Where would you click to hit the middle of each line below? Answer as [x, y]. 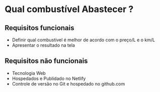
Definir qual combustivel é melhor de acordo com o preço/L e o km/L [84, 40]
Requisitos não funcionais [46, 61]
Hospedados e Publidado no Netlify [49, 78]
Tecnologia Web [29, 73]
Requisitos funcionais [39, 28]
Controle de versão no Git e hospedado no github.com [68, 83]
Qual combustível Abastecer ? [69, 9]
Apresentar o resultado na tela [43, 45]
